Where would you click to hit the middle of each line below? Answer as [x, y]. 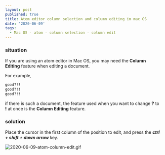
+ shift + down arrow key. [32, 138]
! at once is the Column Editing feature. [45, 108]
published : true [22, 14]
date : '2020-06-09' [25, 24]
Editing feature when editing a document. [47, 66]
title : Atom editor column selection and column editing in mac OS [76, 19]
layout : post [19, 10]
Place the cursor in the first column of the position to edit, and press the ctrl [82, 132]
